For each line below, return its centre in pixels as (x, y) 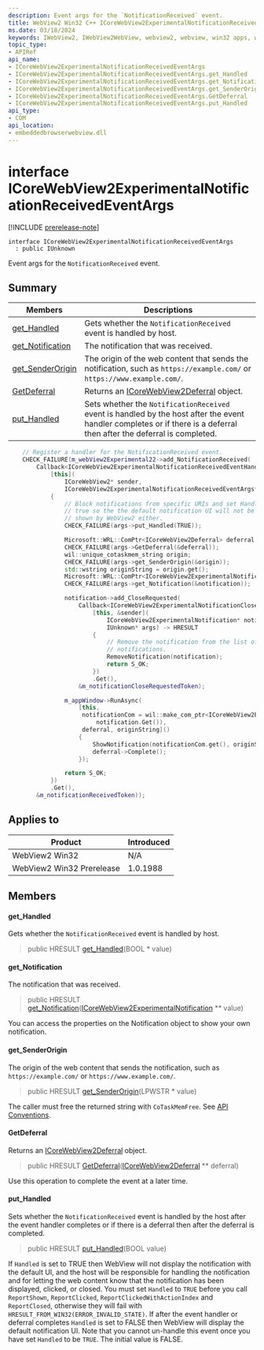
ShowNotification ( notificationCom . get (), (161, 744)
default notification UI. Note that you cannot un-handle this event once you (129, 1331)
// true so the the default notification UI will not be (159, 511)
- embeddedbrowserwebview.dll (58, 132)
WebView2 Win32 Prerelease (66, 868)
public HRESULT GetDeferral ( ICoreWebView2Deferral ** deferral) (133, 1165)
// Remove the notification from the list (177, 642)
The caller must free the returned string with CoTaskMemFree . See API (118, 1106)
